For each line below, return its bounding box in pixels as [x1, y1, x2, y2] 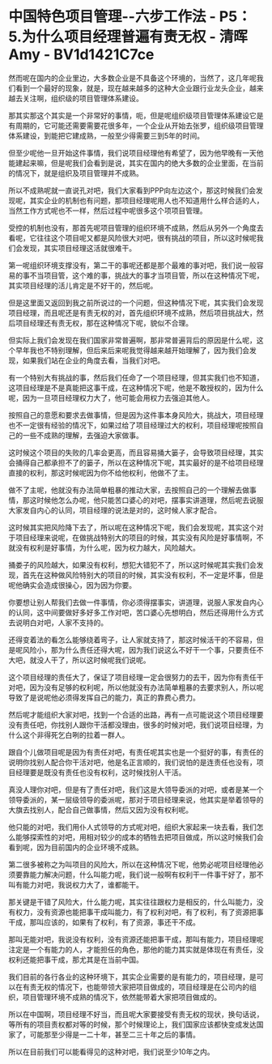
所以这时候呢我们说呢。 [71, 655, 151, 665]
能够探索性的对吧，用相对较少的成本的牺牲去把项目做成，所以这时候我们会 [15, 832, 264, 842]
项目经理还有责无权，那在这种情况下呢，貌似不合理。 [15, 317, 193, 328]
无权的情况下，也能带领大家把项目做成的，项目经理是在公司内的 [36, 981, 249, 992]
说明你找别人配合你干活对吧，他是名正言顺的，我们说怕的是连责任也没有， [8, 757, 257, 767]
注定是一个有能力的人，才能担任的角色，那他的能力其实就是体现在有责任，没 [8, 944, 264, 954]
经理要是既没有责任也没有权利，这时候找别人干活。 [15, 767, 186, 777]
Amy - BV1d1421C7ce [8, 45, 155, 64]
